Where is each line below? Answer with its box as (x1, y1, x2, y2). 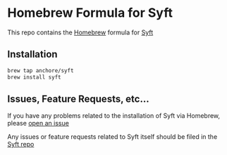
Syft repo (7, 140, 35, 149)
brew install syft (7, 74, 61, 81)
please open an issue (7, 119, 69, 128)
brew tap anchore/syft (7, 67, 74, 74)
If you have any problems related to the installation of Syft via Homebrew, (7, 112, 221, 120)
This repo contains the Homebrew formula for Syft (7, 28, 154, 36)
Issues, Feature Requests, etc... (7, 93, 149, 105)
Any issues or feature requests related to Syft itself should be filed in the (7, 133, 218, 141)
